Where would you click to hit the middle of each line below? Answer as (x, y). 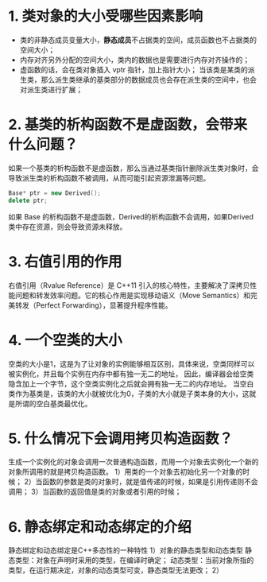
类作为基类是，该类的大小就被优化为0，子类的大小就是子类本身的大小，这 (129, 394)
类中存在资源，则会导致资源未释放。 (68, 227)
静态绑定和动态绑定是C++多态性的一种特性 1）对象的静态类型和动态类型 (126, 550)
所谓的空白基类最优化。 (53, 403)
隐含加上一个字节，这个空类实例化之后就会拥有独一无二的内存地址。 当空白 (131, 383)
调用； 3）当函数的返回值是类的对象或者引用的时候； (95, 492)
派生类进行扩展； (55, 89)
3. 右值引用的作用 (65, 261)
